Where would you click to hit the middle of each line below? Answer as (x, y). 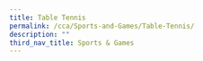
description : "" (40, 34)
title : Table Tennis (48, 17)
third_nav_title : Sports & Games (72, 43)
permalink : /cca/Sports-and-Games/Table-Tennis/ (102, 26)
